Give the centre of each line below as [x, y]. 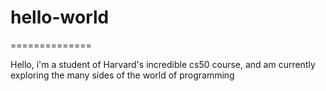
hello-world [60, 17]
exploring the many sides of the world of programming [122, 75]
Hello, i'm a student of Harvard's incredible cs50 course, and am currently [163, 64]
